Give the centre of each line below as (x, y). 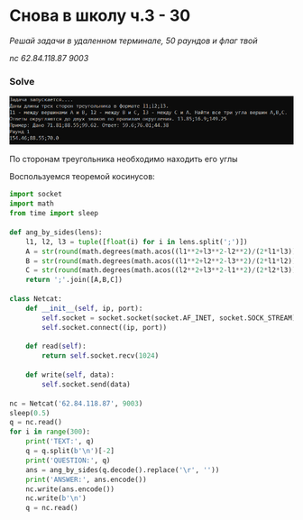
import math (32, 204)
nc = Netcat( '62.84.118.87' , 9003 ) (76, 403)
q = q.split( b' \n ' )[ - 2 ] (70, 452)
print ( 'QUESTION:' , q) (68, 461)
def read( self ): (56, 347)
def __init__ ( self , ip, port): (84, 308)
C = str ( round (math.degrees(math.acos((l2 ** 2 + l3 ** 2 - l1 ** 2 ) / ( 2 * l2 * (153, 270)
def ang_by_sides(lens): (56, 232)
